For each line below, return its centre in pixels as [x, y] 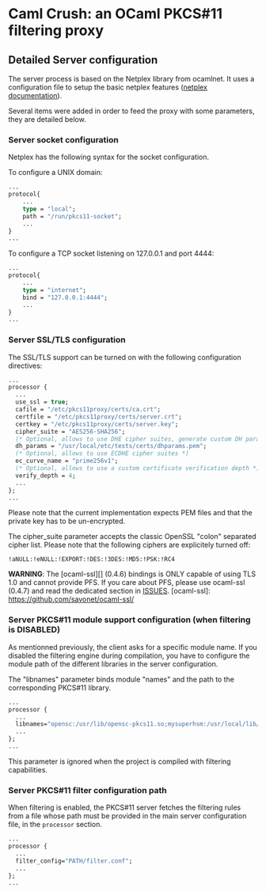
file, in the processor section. [55, 825]
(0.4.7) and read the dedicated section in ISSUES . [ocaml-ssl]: [110, 591]
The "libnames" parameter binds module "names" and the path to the [122, 679]
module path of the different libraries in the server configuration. [113, 664]
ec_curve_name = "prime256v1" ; [67, 461]
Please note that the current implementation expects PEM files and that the [130, 513]
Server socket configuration [63, 139]
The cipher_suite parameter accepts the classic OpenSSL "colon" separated [132, 537]
